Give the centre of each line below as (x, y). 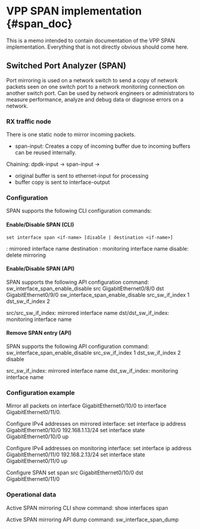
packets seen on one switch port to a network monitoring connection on (95, 87)
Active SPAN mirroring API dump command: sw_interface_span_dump (92, 519)
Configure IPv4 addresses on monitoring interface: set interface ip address (99, 448)
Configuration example (41, 393)
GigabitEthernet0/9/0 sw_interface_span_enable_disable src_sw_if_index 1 (98, 295)
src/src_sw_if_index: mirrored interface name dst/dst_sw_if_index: (88, 313)
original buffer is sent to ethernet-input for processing (82, 176)
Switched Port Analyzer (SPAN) (66, 66)
